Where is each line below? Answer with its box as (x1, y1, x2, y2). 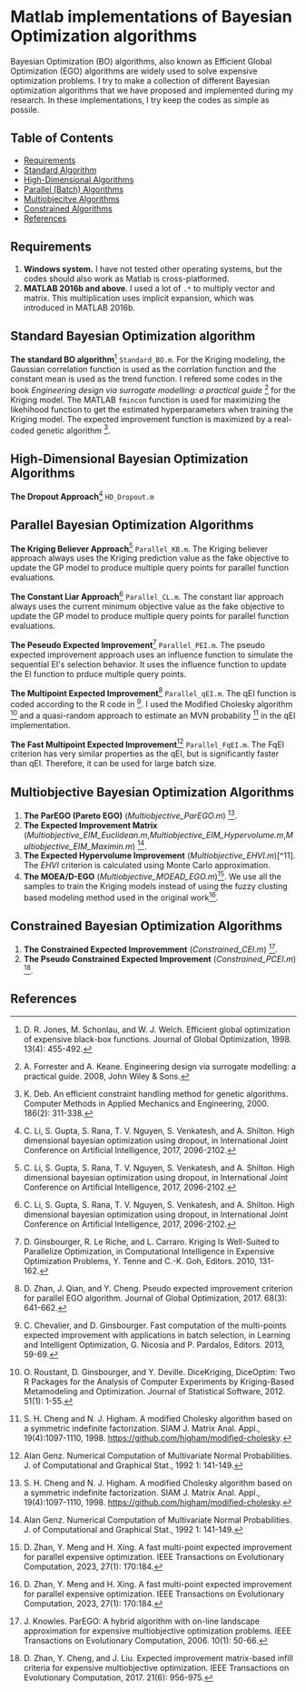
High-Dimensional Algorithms (23, 174, 134, 185)
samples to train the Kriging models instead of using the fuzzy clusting (23, 881, 288, 891)
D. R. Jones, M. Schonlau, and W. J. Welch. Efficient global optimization (23, 1024, 291, 1035)
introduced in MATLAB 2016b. (23, 302, 135, 313)
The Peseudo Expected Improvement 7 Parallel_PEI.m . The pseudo (10, 637, 266, 650)
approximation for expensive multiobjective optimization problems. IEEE (23, 1625, 291, 1636)
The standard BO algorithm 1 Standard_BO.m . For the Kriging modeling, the (10, 352, 285, 365)
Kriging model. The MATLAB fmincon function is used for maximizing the (10, 394, 281, 405)
